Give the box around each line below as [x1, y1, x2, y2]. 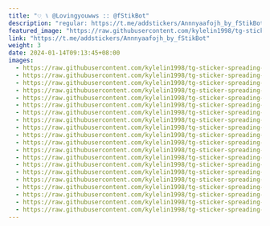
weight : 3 [8, 42, 42, 50]
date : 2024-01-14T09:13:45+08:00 [8, 49, 121, 57]
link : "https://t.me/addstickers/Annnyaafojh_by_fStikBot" [8, 34, 211, 42]
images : [8, 57, 35, 65]
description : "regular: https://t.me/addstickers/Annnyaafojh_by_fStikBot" [8, 19, 268, 27]
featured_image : [8, 26, 63, 34]
